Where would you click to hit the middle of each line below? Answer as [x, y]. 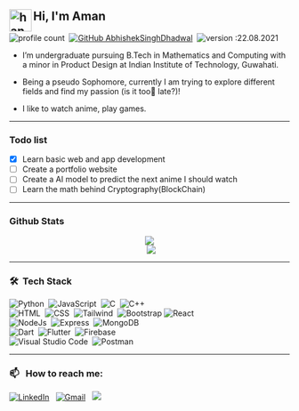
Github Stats [37, 222]
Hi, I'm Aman [69, 16]
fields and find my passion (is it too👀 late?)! [101, 91]
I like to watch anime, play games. [84, 109]
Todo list [28, 140]
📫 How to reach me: [57, 373]
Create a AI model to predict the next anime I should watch [130, 180]
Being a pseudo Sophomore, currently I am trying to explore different [149, 82]
